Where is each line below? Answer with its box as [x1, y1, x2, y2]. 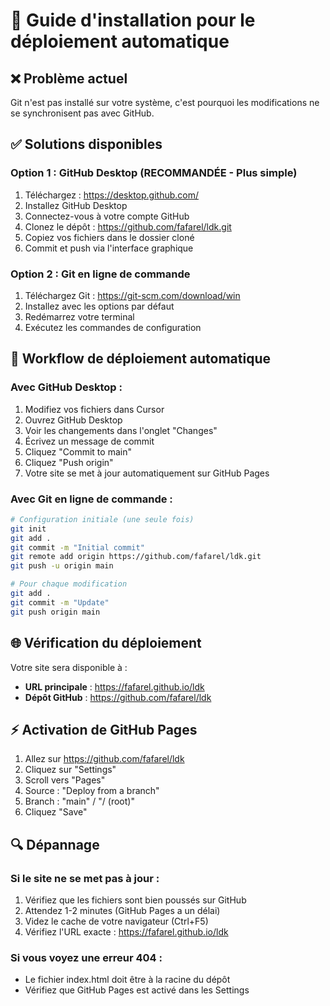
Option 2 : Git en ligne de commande [10, 267, 191, 281]
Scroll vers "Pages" [24, 774, 106, 786]
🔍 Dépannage [10, 836, 100, 853]
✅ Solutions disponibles [10, 136, 163, 153]
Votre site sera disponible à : [10, 661, 128, 673]
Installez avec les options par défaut [24, 300, 175, 312]
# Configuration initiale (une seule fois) [10, 514, 195, 524]
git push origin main [10, 607, 101, 617]
